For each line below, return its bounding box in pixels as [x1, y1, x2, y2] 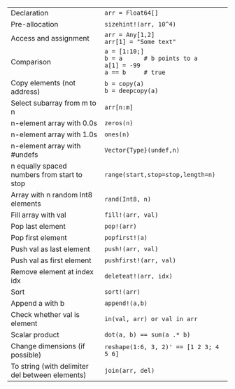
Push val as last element [10, 244, 91, 254]
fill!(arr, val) [104, 211, 159, 219]
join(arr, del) [104, 367, 155, 374]
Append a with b [10, 299, 65, 308]
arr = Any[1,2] [104, 31, 155, 38]
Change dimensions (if [10, 341, 85, 351]
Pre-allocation [10, 20, 59, 29]
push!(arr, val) [104, 245, 159, 253]
